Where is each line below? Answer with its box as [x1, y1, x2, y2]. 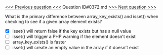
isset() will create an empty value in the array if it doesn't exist [12, 45, 139, 51]
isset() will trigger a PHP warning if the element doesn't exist [12, 34, 136, 39]
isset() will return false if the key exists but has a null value [12, 28, 131, 34]
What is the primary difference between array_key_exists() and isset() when [5, 14, 159, 19]
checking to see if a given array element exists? [5, 19, 102, 24]
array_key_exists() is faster [12, 39, 67, 45]
